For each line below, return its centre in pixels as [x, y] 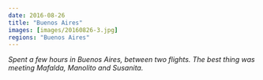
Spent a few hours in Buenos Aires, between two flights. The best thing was [131, 60]
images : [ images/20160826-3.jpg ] [63, 30]
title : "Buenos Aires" [45, 23]
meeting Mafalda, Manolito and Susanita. [76, 68]
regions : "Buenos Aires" [49, 37]
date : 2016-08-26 [37, 15]
